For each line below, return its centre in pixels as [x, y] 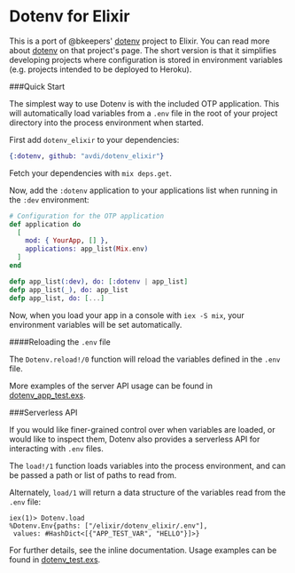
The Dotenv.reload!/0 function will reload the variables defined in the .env [145, 359]
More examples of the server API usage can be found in [111, 386]
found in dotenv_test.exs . [55, 559]
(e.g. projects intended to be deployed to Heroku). [101, 69]
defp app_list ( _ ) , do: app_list [69, 290]
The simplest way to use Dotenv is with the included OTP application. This [144, 103]
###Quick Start [37, 86]
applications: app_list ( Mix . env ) [87, 249]
